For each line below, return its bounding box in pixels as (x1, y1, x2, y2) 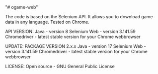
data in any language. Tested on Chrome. (5, 19, 89, 25)
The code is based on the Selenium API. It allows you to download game (5, 14, 153, 19)
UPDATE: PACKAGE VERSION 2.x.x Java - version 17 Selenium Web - (5, 43, 147, 49)
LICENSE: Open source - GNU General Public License (5, 64, 115, 69)
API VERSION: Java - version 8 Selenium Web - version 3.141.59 (5, 29, 136, 34)
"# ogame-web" (5, 4, 38, 10)
